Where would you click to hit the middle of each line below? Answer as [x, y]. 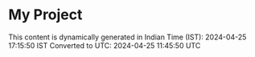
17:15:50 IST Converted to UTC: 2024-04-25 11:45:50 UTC [105, 45]
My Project [45, 15]
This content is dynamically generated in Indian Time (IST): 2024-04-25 [127, 37]
